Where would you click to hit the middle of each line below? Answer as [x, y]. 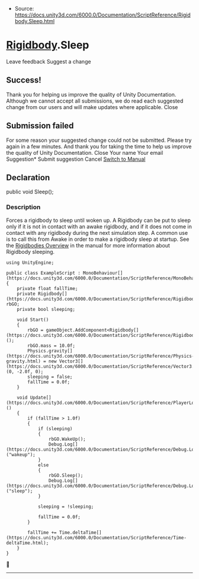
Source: [24, 9]
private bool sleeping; [46, 309]
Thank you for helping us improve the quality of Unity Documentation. [91, 94]
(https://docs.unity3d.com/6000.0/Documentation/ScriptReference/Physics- [100, 356]
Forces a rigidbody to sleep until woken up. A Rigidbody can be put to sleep [99, 220]
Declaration [28, 177]
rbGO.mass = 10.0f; [52, 346]
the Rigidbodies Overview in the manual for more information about [88, 245]
